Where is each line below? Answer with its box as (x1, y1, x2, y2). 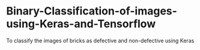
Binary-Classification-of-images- (6, 4, 177, 18)
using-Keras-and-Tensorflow (6, 17, 156, 31)
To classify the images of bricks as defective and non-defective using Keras (6, 37, 195, 44)
